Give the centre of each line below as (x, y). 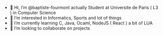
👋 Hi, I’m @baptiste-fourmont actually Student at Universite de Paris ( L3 (84, 8)
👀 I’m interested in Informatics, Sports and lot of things (66, 18)
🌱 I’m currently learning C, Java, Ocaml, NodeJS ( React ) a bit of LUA (81, 23)
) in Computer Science (33, 13)
